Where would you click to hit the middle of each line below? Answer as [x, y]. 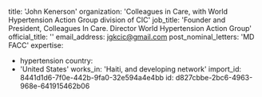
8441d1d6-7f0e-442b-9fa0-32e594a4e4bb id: [97, 78]
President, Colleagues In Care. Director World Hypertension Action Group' [130, 28]
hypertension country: [56, 60]
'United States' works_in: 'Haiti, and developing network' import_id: [131, 69]
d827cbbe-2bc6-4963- [214, 78]
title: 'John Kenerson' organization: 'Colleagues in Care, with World [118, 12]
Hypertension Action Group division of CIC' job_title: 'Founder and [117, 20]
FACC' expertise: [36, 45]
